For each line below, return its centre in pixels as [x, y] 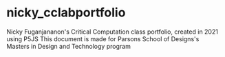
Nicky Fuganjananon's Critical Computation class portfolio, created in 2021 [112, 32]
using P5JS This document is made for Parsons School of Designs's [103, 38]
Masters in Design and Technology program [69, 46]
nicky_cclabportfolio [66, 13]
